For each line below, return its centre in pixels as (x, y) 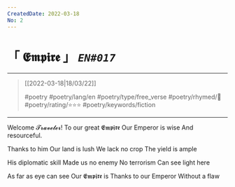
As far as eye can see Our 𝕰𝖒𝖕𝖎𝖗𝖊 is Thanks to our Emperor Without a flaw (114, 176)
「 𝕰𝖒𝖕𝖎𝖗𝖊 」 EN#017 (62, 57)
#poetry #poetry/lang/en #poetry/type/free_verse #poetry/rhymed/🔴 (123, 97)
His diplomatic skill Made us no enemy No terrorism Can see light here (109, 162)
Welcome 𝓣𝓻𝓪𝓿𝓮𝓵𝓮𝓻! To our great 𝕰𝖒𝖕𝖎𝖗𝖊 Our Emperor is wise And (100, 127)
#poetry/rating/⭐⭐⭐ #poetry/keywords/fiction (90, 105)
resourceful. (25, 136)
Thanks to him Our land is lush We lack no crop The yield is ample (102, 149)
